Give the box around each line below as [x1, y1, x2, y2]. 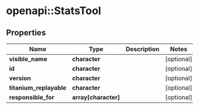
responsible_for [9, 93, 54, 101]
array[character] [72, 93, 120, 101]
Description [126, 45, 160, 53]
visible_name [9, 55, 47, 63]
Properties [6, 28, 46, 38]
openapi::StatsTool [6, 4, 102, 18]
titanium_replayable [9, 84, 67, 92]
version [9, 74, 31, 82]
